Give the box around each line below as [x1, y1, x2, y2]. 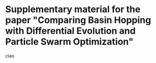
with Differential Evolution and [5, 25, 136, 37]
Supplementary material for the [5, 4, 141, 15]
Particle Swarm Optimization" [5, 36, 134, 48]
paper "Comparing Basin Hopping [5, 14, 151, 26]
